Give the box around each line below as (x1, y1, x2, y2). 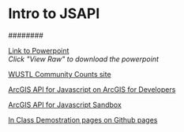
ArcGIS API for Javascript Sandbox (8, 100, 122, 109)
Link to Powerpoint (8, 46, 69, 55)
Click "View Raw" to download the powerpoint (8, 54, 160, 64)
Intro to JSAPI (8, 5, 100, 23)
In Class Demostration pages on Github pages (8, 115, 158, 124)
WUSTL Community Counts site (8, 69, 112, 79)
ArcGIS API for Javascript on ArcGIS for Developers (8, 84, 176, 94)
